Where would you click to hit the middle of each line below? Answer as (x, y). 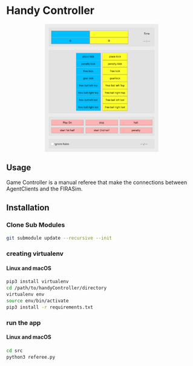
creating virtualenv (35, 253)
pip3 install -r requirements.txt (50, 307)
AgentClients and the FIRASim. (44, 189)
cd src (15, 351)
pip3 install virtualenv (38, 282)
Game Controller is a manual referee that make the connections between (97, 182)
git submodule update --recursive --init (59, 238)
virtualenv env (25, 295)
